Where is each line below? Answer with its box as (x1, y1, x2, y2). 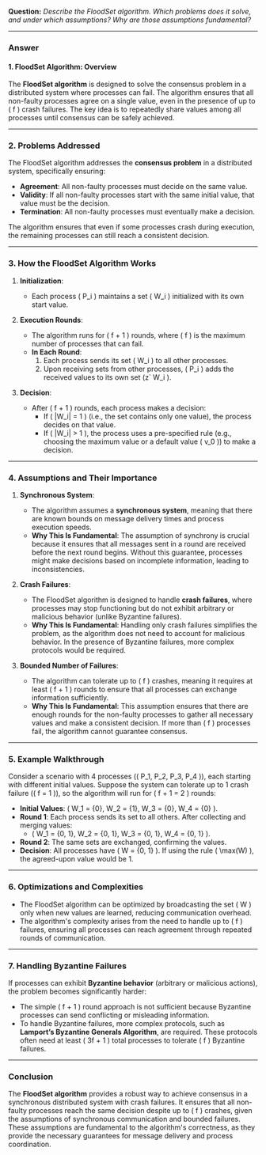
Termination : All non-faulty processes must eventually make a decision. (19, 207, 256, 217)
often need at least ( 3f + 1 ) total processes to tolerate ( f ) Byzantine (19, 1036, 245, 1045)
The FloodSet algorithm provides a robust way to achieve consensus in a (8, 1089, 248, 1099)
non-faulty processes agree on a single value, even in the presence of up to (8, 97, 256, 106)
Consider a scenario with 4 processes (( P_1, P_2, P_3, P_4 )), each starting (8, 771, 252, 782)
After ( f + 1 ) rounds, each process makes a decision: (31, 403, 207, 412)
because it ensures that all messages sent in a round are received (31, 540, 246, 549)
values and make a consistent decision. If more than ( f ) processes (31, 718, 251, 728)
